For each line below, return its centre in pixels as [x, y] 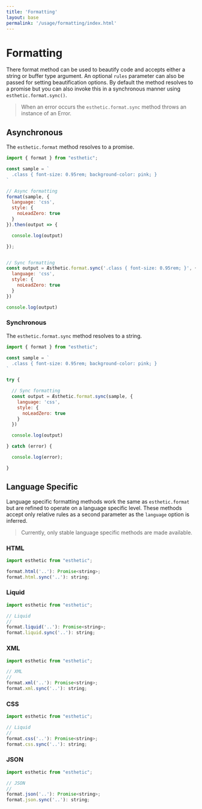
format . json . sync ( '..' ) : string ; [48, 800]
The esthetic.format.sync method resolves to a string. [74, 336]
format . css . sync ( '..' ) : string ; [47, 744]
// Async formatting [32, 191]
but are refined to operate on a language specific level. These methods [94, 508]
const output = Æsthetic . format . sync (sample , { [72, 397]
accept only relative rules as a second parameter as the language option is [98, 514]
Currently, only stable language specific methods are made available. [106, 532]
